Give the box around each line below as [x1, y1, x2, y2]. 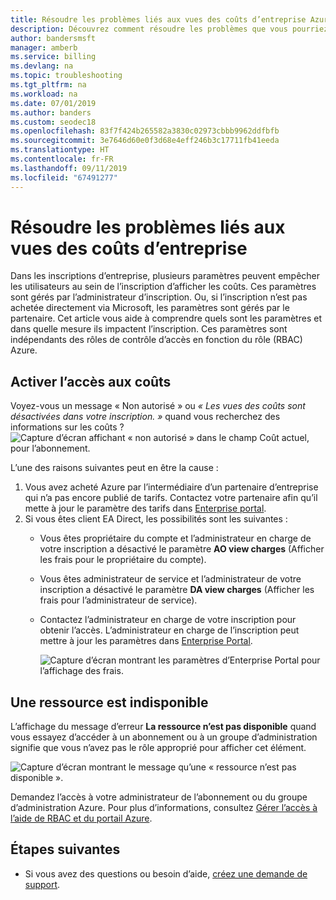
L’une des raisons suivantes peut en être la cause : [10, 462, 219, 474]
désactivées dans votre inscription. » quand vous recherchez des [10, 411, 281, 423]
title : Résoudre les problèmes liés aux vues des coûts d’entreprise [10, 14, 307, 25]
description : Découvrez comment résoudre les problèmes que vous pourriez [10, 24, 329, 34]
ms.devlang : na [10, 61, 74, 71]
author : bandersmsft [10, 33, 97, 43]
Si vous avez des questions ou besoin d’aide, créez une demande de [24, 867, 308, 880]
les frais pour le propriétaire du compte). [39, 554, 207, 566]
